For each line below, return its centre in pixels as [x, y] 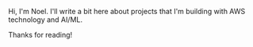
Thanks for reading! [40, 35]
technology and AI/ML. [46, 20]
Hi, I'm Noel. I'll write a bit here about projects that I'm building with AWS [127, 11]
